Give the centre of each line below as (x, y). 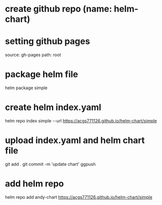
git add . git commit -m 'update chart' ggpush (50, 164)
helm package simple (26, 88)
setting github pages (48, 41)
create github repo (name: (59, 9)
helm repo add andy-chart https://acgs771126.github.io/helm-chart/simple (79, 197)
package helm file (42, 74)
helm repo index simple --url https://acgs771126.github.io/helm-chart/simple (81, 121)
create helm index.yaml (53, 107)
